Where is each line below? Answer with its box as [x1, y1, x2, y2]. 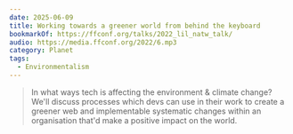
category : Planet [9, 46, 74, 55]
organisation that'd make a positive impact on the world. [30, 114, 238, 125]
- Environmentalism [17, 63, 90, 72]
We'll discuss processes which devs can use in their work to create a [30, 96, 285, 106]
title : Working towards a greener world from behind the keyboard [9, 21, 261, 30]
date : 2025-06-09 [9, 12, 74, 22]
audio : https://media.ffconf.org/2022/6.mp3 [9, 37, 177, 47]
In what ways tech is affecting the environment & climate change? [30, 86, 273, 98]
